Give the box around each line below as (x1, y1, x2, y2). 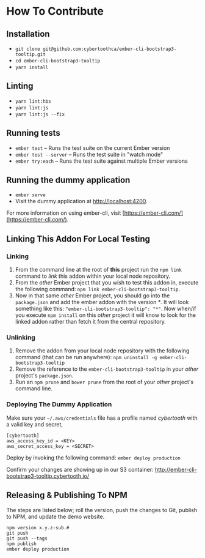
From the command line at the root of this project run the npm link (15, 266, 182, 273)
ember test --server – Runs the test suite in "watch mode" (15, 151, 164, 158)
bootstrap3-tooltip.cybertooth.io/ (6, 472, 90, 480)
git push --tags (6, 535, 48, 541)
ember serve (15, 192, 46, 198)
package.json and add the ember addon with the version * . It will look (15, 299, 189, 306)
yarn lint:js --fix (15, 111, 65, 117)
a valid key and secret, (6, 420, 63, 428)
